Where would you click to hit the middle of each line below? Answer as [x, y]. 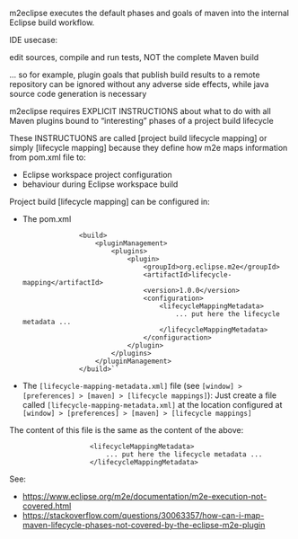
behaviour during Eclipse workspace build [100, 184]
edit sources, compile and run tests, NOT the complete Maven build [134, 57]
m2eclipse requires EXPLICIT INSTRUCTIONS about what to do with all [140, 111]
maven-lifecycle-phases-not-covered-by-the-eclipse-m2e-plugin [144, 525]
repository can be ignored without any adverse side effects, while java [139, 84]
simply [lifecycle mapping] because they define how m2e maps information [149, 148]
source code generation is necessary [78, 94]
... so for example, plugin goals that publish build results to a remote [135, 75]
